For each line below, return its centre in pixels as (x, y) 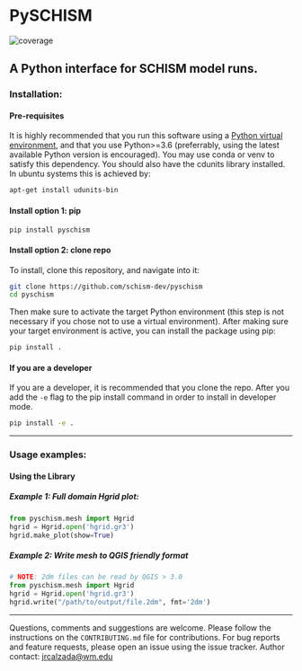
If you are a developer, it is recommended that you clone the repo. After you (150, 388)
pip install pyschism (50, 230)
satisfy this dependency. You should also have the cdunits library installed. (147, 164)
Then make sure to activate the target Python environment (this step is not (147, 312)
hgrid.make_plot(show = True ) (62, 535)
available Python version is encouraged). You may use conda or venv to (142, 155)
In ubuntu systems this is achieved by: (80, 174)
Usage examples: (48, 455)
